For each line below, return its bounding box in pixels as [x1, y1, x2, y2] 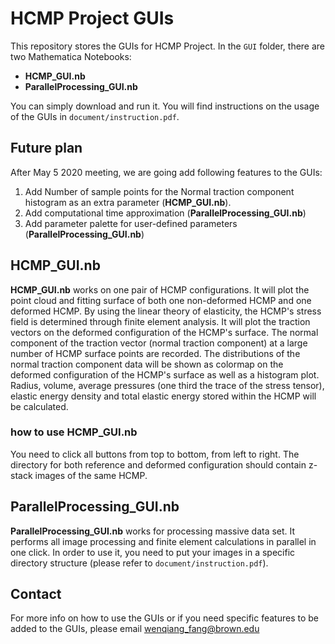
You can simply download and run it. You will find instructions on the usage [10, 100, 320, 112]
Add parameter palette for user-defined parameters [24, 217, 238, 229]
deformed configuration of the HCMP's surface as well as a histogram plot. [10, 368, 320, 381]
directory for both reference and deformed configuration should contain [10, 458, 307, 471]
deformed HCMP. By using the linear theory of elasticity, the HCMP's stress [10, 305, 322, 317]
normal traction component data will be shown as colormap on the [10, 358, 284, 370]
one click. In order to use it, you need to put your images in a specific [10, 546, 296, 558]
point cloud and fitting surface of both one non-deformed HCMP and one [10, 294, 312, 306]
